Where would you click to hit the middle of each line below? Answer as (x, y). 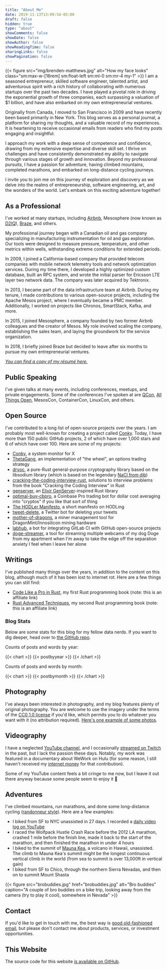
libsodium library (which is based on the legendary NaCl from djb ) (80, 474)
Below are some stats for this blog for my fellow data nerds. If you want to (81, 632)
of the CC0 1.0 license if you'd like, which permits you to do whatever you (81, 714)
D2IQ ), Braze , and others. (31, 223)
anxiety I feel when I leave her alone (49, 544)
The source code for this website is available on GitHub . (63, 961)
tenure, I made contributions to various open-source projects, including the (82, 295)
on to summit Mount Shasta (41, 875)
